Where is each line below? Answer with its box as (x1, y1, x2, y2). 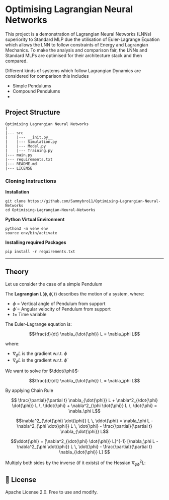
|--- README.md (5, 161, 37, 166)
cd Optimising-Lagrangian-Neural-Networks (5, 208, 96, 213)
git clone (5, 198, 26, 204)
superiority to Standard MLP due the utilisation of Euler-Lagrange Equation (5, 36, 160, 42)
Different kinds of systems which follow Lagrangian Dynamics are (5, 67, 141, 74)
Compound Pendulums (12, 88, 60, 94)
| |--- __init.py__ (5, 135, 53, 140)
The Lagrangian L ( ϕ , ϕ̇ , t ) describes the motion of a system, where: (5, 290, 144, 296)
